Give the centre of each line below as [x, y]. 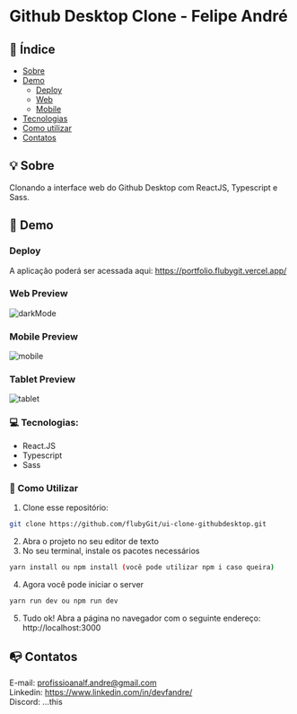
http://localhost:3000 [61, 627]
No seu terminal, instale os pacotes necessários [111, 551]
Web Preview [39, 294]
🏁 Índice [32, 49]
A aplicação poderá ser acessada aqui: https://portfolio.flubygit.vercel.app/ [148, 270]
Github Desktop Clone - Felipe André [149, 17]
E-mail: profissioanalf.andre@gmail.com [83, 683]
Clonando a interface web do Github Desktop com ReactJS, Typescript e [144, 187]
